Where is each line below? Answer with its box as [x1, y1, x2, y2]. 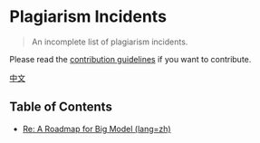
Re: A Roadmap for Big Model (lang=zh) [22, 123, 171, 134]
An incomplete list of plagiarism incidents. [31, 36, 188, 47]
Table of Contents [9, 100, 113, 115]
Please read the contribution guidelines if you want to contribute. [9, 53, 252, 64]
